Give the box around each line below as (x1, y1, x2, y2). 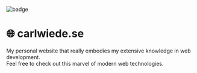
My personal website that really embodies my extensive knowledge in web (6, 47, 191, 54)
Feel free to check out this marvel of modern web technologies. (6, 60, 164, 67)
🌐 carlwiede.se (6, 27, 84, 40)
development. (6, 53, 40, 60)
